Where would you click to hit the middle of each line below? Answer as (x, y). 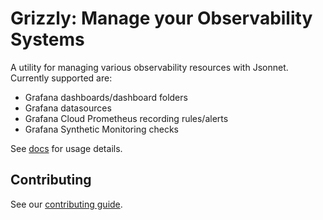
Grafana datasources (68, 108)
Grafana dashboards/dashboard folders (106, 97)
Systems (47, 39)
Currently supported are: (61, 78)
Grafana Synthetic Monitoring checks (101, 129)
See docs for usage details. (66, 148)
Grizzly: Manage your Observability (161, 18)
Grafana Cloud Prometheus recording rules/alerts (126, 118)
